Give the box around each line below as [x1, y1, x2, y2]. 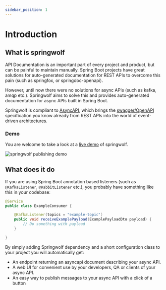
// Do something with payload [23, 221, 85, 226]
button [12, 280, 26, 286]
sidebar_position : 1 [5, 7, 48, 12]
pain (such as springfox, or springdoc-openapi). [5, 77, 103, 83]
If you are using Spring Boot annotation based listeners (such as [5, 178, 136, 184]
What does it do [5, 165, 55, 174]
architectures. [19, 118, 48, 124]
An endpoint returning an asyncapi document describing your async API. [12, 259, 161, 265]
